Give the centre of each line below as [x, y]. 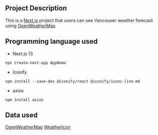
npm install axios [24, 100]
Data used [21, 115]
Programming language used [51, 41]
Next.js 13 [23, 53]
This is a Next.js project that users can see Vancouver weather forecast [79, 20]
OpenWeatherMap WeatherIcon [38, 127]
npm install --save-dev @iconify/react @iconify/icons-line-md [73, 81]
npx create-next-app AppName [36, 63]
